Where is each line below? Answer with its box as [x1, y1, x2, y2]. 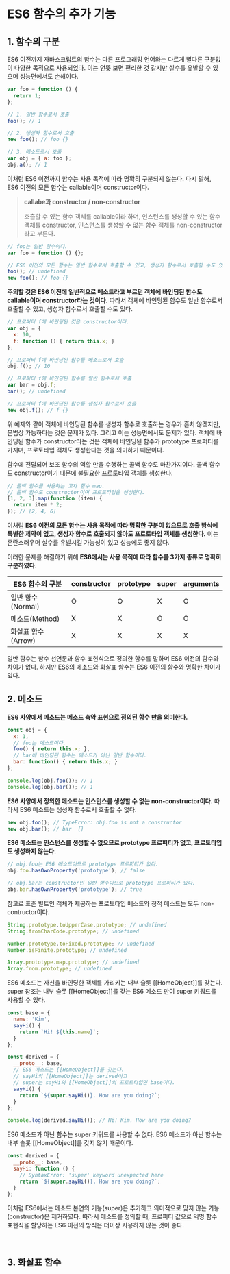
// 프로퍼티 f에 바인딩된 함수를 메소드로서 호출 [7, 356, 125, 363]
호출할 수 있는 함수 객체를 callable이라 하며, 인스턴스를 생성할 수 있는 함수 [23, 212, 221, 220]
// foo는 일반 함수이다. [7, 243, 68, 250]
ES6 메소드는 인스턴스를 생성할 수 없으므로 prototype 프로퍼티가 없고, [7, 839, 194, 847]
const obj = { [7, 726, 48, 733]
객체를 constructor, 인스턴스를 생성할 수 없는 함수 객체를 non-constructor [23, 221, 223, 229]
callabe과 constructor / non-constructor [23, 197, 140, 206]
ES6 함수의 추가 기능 [7, 6, 116, 22]
